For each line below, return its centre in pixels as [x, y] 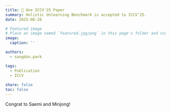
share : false [19, 85]
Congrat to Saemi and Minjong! [38, 104]
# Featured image [24, 29]
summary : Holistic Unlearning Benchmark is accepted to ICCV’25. [76, 15]
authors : [15, 52]
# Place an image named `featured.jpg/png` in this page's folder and [82, 34]
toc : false [17, 90]
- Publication [25, 71]
